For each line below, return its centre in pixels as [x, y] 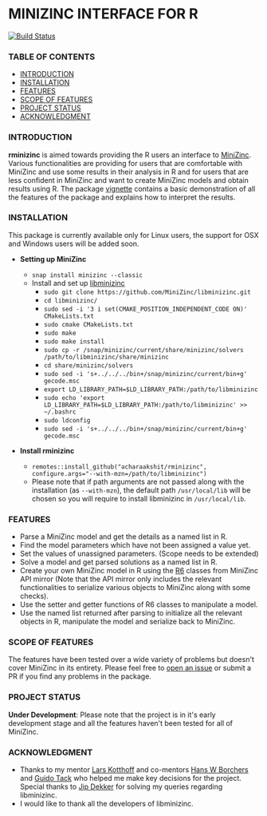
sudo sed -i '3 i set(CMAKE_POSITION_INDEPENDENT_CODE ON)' [145, 309]
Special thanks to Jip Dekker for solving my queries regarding [121, 786]
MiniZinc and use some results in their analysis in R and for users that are [128, 172]
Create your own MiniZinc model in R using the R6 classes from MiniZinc [139, 571]
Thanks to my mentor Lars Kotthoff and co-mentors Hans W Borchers [134, 770]
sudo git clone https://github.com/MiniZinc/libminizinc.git [147, 292]
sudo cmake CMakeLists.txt [88, 324]
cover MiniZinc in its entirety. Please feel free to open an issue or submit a [130, 668]
